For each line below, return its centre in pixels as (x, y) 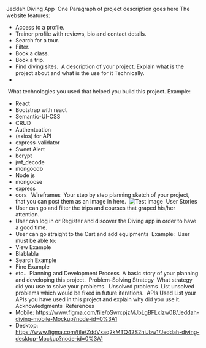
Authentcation (33, 129)
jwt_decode (30, 162)
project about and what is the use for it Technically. (80, 73)
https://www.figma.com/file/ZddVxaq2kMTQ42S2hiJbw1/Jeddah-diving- (107, 332)
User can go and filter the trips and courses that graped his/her (95, 208)
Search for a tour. (37, 40)
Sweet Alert (30, 149)
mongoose (29, 182)
